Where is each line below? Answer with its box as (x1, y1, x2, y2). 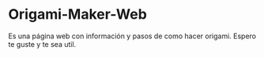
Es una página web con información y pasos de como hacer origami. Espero (8, 31, 257, 41)
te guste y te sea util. (8, 39, 77, 48)
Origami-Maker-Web (8, 5, 148, 23)
